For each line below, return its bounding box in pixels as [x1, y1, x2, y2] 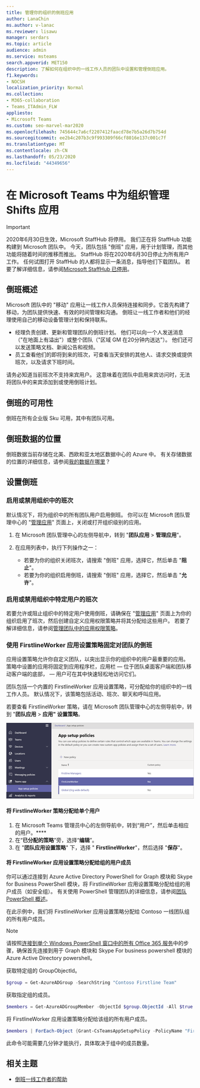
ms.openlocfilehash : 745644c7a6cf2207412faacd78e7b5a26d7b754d [6, 128, 167, 135]
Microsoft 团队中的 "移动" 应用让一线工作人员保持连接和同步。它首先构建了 [6, 301, 190, 309]
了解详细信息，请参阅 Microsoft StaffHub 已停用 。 [11, 265, 133, 272]
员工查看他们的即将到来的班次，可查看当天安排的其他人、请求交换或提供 [14, 351, 192, 358]
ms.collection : [6, 91, 44, 98]
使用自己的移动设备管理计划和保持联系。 [11, 316, 111, 324]
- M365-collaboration [6, 98, 60, 104]
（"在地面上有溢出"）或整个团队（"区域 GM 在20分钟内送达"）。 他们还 [14, 336, 188, 343]
